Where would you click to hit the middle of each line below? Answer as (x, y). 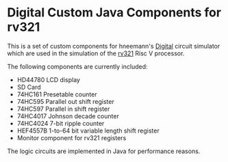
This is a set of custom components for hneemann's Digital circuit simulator (114, 46)
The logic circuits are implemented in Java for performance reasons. (104, 151)
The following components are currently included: (77, 66)
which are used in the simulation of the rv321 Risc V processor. (96, 53)
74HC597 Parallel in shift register (63, 109)
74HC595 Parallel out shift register (65, 101)
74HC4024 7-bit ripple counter (61, 123)
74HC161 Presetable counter (57, 94)
